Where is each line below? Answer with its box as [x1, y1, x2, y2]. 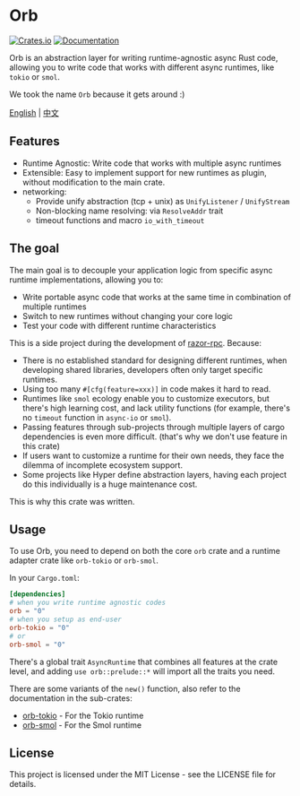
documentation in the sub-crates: [9, 692, 133, 704]
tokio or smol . [9, 71, 61, 82]
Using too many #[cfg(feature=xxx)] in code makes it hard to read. [21, 383, 271, 394]
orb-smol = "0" [9, 640, 66, 649]
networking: [21, 186, 67, 197]
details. [9, 779, 37, 790]
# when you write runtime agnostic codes [9, 598, 167, 608]
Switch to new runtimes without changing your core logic [21, 310, 234, 321]
